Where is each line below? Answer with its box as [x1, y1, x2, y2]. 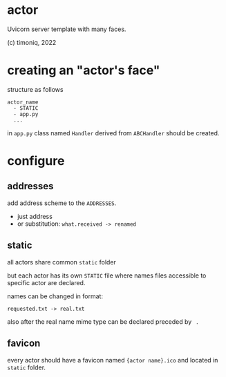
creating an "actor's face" [7, 63, 160, 78]
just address [17, 212, 53, 220]
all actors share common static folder [7, 258, 116, 266]
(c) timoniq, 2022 [7, 38, 57, 46]
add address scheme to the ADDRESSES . [7, 199, 117, 207]
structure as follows [7, 85, 64, 93]
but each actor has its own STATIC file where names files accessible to [7, 271, 207, 280]
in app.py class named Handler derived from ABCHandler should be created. [7, 128, 220, 137]
